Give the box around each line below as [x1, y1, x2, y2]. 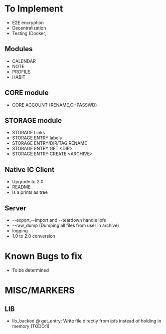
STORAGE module [5, 116, 62, 125]
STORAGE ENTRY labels [12, 135, 62, 141]
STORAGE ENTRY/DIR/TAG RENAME [12, 140, 87, 146]
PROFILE [12, 69, 31, 75]
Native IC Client [5, 165, 55, 174]
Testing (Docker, [12, 30, 46, 36]
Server [5, 204, 27, 212]
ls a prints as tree [12, 189, 48, 195]
